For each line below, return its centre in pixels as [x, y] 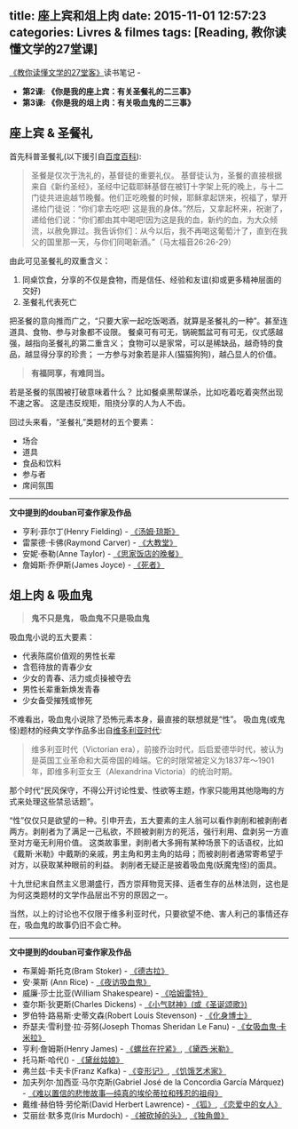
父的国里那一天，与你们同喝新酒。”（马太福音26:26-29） [133, 242]
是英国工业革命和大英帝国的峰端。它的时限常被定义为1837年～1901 [153, 761]
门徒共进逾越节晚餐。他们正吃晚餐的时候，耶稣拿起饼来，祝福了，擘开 [159, 197]
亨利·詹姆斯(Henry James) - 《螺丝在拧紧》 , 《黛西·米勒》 [128, 1049]
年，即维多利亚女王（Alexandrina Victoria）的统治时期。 [134, 772]
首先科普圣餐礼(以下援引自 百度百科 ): [75, 156]
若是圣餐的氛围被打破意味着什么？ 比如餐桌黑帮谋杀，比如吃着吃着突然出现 [146, 392]
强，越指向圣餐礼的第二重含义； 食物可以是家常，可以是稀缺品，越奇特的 [142, 343]
